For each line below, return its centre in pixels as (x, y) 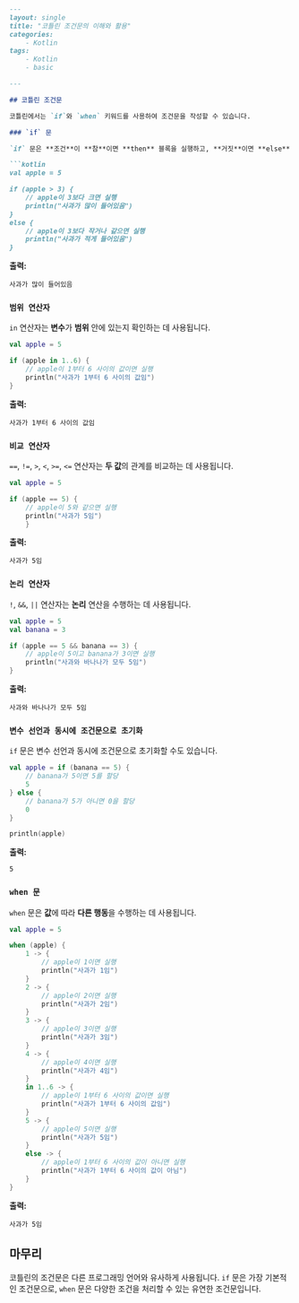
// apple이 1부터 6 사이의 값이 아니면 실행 (114, 1162)
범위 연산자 (30, 308)
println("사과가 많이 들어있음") (79, 206)
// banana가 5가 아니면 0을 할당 (80, 801)
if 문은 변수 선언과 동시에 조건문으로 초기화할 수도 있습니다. (113, 751)
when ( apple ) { (38, 946)
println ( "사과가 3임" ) (80, 1038)
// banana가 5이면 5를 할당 (72, 777)
